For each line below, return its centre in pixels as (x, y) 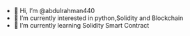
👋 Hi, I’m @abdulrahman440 (54, 11)
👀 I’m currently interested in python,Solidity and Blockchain (98, 18)
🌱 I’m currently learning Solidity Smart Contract (81, 25)
